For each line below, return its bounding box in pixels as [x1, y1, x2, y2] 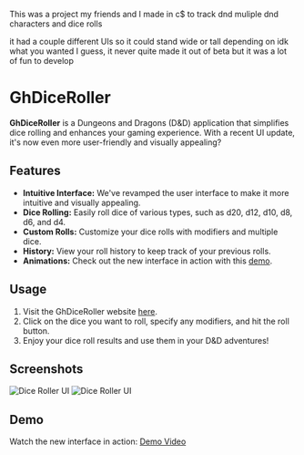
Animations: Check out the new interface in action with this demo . [22, 255, 273, 266]
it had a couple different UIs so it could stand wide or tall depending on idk [9, 36, 289, 47]
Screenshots [9, 361, 84, 377]
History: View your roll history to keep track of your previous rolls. [22, 245, 271, 256]
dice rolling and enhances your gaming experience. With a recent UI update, [9, 127, 296, 138]
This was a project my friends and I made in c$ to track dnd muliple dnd [9, 9, 279, 19]
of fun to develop [9, 56, 75, 66]
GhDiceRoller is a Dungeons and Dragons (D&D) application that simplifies [9, 117, 289, 128]
